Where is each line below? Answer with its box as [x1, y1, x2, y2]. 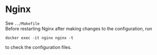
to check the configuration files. [5, 44, 72, 50]
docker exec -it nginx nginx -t [5, 35, 73, 40]
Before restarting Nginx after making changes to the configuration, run [5, 25, 152, 31]
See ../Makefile [5, 20, 40, 26]
